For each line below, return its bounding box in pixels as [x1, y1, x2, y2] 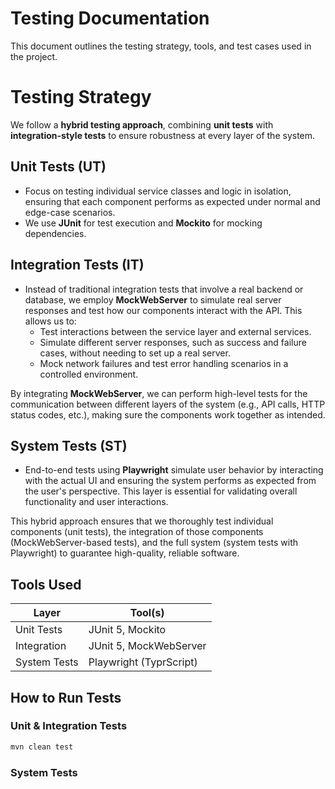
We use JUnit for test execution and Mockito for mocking [24, 217, 263, 229]
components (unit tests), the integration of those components [10, 526, 264, 538]
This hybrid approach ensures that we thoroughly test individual [10, 515, 274, 527]
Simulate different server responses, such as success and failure [39, 336, 307, 348]
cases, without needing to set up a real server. [39, 347, 231, 359]
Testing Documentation [10, 7, 210, 30]
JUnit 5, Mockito [88, 623, 167, 637]
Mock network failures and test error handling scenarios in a [39, 357, 289, 369]
